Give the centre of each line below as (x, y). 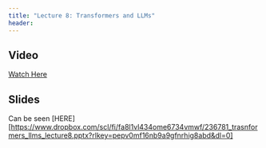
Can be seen (29, 119)
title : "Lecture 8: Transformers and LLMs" (82, 16)
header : (21, 23)
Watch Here (28, 74)
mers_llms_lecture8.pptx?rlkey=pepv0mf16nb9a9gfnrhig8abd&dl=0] (121, 135)
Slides (24, 99)
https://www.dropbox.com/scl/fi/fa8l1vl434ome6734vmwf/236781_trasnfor (134, 127)
